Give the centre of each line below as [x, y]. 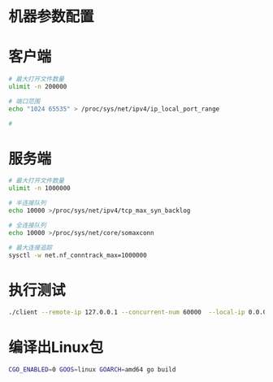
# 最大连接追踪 [30, 247]
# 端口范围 [24, 101]
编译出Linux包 [56, 347]
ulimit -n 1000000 [39, 189]
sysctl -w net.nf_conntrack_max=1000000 [78, 255]
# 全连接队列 [27, 225]
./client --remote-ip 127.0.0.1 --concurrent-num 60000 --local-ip [127, 313]
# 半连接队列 [27, 203]
